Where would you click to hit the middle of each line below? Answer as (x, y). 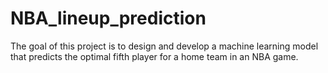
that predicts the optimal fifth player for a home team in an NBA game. (154, 56)
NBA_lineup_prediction (108, 18)
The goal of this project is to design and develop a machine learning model (164, 46)
